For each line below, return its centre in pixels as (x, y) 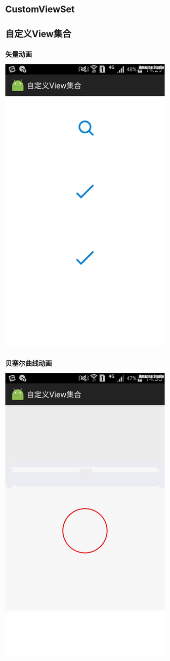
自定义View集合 (38, 34)
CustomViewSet (40, 9)
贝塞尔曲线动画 (29, 363)
